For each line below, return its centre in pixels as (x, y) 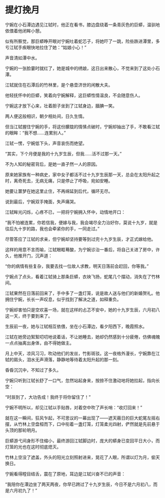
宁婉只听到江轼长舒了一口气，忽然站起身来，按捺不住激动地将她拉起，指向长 (82, 380)
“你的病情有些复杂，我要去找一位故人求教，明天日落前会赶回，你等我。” (77, 266)
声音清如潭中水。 (22, 58)
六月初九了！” (23, 490)
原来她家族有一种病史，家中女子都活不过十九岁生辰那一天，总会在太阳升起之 (82, 175)
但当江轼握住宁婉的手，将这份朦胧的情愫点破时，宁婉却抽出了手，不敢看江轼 (82, 126)
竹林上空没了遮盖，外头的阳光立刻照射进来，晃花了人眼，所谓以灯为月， (78, 457)
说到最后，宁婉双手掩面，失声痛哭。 (42, 202)
